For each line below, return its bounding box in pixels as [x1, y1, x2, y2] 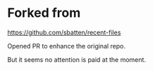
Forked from [7, 5, 81, 21]
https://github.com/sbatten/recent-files [7, 28, 121, 37]
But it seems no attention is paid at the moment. [7, 55, 147, 64]
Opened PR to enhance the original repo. [7, 41, 126, 50]
